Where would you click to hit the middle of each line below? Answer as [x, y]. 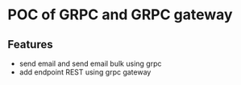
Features [30, 45]
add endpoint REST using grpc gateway [85, 72]
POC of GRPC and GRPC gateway [120, 15]
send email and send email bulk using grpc [90, 63]
